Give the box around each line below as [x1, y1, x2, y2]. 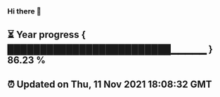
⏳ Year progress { [7, 29, 86, 41]
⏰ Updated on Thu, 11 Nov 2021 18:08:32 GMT [7, 78, 212, 90]
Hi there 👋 [7, 6, 42, 16]
